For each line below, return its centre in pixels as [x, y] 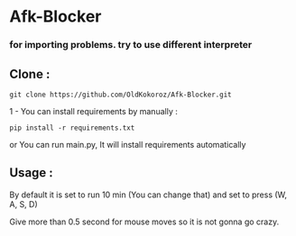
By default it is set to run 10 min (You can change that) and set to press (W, [148, 195]
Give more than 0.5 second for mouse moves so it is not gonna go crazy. [144, 222]
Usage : [32, 173]
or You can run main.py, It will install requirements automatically [128, 144]
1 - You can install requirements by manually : [93, 111]
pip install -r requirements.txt [72, 128]
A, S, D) [23, 204]
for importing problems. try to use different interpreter [131, 45]
